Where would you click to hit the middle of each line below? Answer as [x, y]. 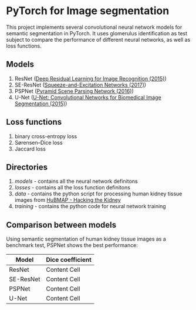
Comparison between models [61, 225]
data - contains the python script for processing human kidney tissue [98, 194]
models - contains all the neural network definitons [76, 181]
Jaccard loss [30, 149]
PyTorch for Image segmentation [88, 11]
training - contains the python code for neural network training [90, 206]
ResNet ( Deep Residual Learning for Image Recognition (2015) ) [91, 78]
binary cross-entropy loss [46, 136]
